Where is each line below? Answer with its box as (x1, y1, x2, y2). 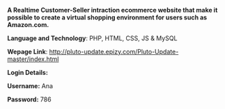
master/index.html (7, 55, 59, 63)
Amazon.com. (7, 21, 49, 28)
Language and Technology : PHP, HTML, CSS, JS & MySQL (7, 34, 178, 42)
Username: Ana (7, 82, 54, 90)
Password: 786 (7, 95, 52, 103)
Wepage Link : (7, 48, 48, 56)
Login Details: (7, 69, 49, 76)
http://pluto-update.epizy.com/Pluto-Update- (49, 48, 179, 56)
